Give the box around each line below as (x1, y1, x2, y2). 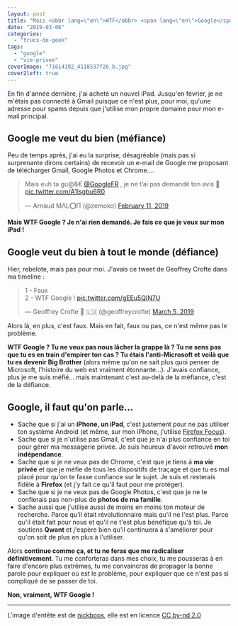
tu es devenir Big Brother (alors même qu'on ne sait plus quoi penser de (7, 358, 220, 367)
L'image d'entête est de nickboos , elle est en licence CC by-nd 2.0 (7, 610, 202, 619)
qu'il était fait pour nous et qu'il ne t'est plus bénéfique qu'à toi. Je (17, 518, 212, 526)
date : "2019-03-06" (7, 23, 65, 30)
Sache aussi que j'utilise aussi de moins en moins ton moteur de (17, 503, 205, 511)
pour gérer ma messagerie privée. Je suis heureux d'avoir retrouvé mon (17, 442, 228, 451)
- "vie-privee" (13, 57, 59, 64)
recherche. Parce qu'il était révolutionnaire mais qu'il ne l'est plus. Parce (17, 510, 229, 518)
